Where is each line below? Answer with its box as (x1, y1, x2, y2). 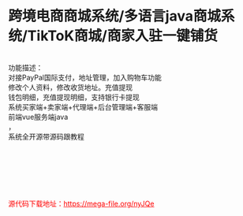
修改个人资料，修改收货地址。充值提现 (8, 82, 133, 91)
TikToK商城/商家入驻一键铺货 (27, 27, 219, 45)
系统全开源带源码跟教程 (8, 132, 84, 141)
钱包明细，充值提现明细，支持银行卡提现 (8, 92, 140, 102)
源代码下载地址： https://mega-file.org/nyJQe (8, 199, 155, 208)
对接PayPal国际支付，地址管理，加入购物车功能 (8, 73, 162, 82)
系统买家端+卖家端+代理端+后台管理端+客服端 (8, 102, 159, 111)
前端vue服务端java (8, 112, 69, 121)
